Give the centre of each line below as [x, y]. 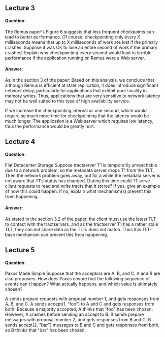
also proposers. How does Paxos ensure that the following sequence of [78, 279]
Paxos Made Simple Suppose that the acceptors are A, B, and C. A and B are [83, 273]
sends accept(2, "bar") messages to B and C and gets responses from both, [82, 325]
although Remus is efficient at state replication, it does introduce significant [82, 85]
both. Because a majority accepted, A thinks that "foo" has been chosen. [79, 309]
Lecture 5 [20, 250]
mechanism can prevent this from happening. [62, 235]
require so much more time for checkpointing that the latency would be [77, 116]
